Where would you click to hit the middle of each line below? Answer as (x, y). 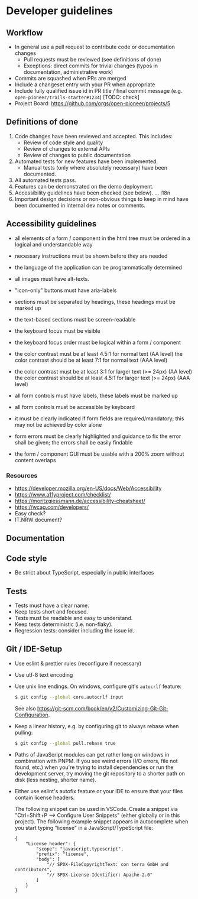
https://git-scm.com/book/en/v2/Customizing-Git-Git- (103, 708)
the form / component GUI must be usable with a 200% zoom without (99, 454)
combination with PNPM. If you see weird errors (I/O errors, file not (96, 761)
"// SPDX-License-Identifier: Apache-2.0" (100, 875)
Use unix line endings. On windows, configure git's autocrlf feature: (98, 686)
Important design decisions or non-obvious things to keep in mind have (101, 199)
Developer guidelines (60, 11)
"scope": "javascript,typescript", (80, 849)
